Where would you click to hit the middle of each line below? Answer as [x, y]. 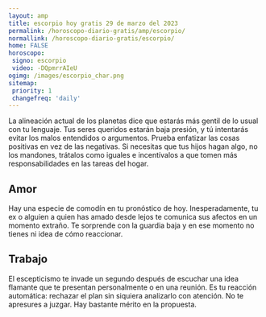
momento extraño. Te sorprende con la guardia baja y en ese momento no [131, 225]
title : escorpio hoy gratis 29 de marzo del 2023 [94, 23]
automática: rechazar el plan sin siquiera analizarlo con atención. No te [126, 295]
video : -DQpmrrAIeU [45, 68]
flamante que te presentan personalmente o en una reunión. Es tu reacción [133, 287]
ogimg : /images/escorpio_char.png [66, 76]
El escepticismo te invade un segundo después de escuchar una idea [124, 278]
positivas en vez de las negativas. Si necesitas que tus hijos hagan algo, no [133, 146]
